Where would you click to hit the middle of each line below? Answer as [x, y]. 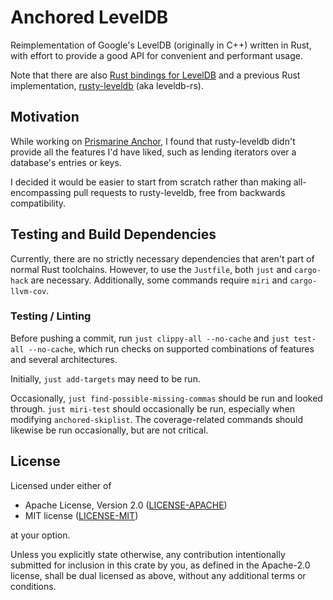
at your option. [40, 535]
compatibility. [38, 203]
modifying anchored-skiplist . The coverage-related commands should [156, 419]
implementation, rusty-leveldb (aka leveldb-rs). [107, 85]
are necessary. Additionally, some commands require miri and [159, 280]
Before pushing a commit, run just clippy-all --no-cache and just [150, 338]
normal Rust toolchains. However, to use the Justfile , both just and [151, 269]
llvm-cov [28, 291]
